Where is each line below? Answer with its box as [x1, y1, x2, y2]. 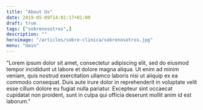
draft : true [6, 20, 36, 26]
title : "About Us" [6, 8, 53, 15]
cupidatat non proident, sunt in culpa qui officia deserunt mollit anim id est [6, 91, 192, 99]
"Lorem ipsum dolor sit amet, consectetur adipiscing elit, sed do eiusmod [6, 59, 189, 66]
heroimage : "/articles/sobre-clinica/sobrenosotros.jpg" [6, 37, 153, 43]
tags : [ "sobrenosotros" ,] [6, 25, 72, 32]
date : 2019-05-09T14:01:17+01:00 [6, 15, 91, 21]
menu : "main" [6, 43, 39, 49]
